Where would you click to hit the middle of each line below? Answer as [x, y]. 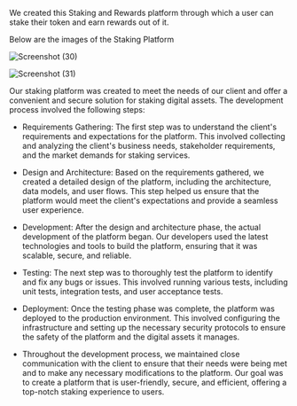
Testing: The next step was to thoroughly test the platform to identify [147, 273]
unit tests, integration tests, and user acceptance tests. [122, 291]
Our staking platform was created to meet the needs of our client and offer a [148, 91]
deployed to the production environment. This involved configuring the [151, 318]
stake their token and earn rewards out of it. [89, 22]
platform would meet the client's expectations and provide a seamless [150, 200]
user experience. [53, 210]
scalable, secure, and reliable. [77, 255]
